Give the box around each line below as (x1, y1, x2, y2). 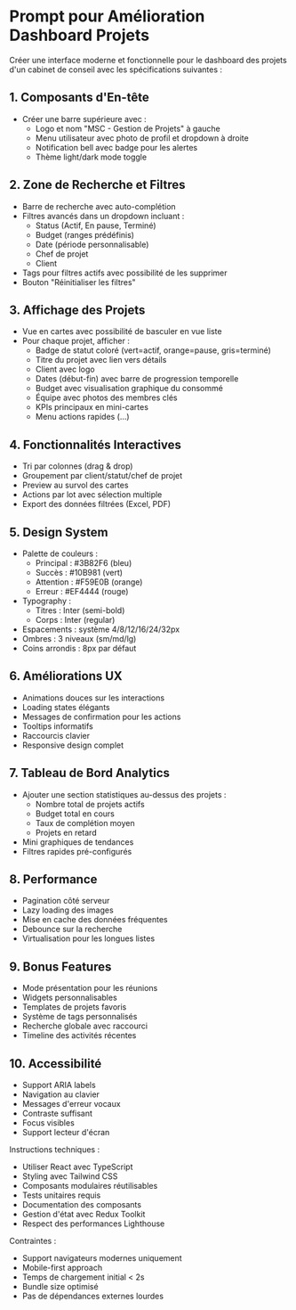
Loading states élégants (21, 701, 110, 712)
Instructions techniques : (9, 1144, 100, 1155)
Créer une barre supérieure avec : (21, 113, 147, 124)
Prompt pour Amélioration (9, 6, 205, 27)
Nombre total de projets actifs (35, 798, 145, 809)
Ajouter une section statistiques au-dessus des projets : (21, 789, 227, 799)
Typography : (21, 595, 71, 606)
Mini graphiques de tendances (21, 836, 134, 847)
